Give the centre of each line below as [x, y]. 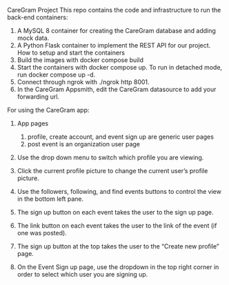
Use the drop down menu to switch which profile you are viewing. [110, 157]
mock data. [33, 38]
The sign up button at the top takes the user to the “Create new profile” [118, 246]
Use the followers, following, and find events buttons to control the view [119, 191]
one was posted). [42, 233]
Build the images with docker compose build [80, 60]
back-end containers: [38, 17]
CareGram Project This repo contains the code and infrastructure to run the [114, 10]
